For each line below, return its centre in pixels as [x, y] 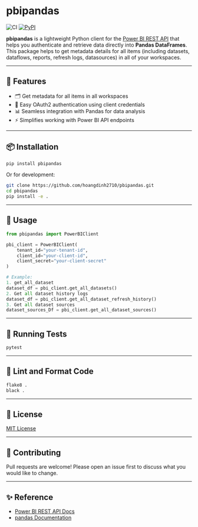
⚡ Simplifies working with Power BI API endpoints [74, 120]
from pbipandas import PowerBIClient [52, 234]
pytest [14, 348]
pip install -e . [27, 197]
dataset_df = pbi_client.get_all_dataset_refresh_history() [82, 299]
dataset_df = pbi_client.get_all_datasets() [62, 288]
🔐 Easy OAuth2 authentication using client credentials [80, 104]
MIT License [21, 429]
